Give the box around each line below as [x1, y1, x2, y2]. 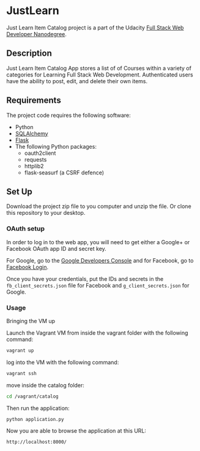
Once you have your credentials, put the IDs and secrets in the [6, 275, 164, 282]
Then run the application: [6, 404, 70, 412]
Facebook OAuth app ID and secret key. [6, 245, 107, 252]
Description [6, 48, 52, 59]
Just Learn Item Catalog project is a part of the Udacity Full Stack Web [6, 24, 184, 31]
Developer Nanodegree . [6, 30, 67, 37]
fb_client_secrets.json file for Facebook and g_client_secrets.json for [6, 281, 190, 289]
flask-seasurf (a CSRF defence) [24, 169, 105, 176]
